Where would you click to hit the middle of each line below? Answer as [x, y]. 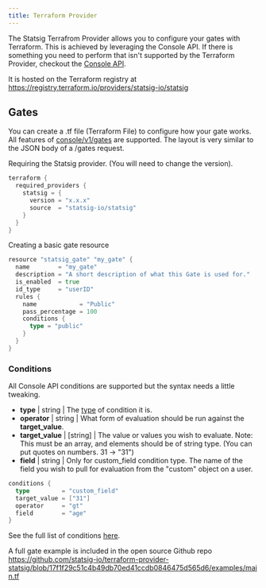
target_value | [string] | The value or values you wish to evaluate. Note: [136, 435]
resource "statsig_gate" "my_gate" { [71, 260]
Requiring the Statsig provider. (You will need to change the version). [121, 164]
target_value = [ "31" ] [53, 498]
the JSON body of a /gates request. [66, 149]
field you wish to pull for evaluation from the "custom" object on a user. [136, 469]
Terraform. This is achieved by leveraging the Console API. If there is [121, 46]
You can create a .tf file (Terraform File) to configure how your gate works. [130, 131]
